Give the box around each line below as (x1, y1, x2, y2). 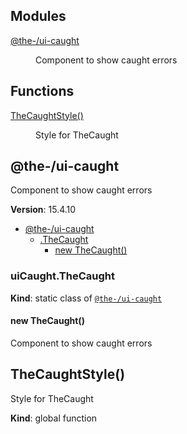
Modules (10, 8, 67, 25)
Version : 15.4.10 (10, 204, 77, 216)
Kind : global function (10, 412, 98, 424)
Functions (10, 83, 75, 100)
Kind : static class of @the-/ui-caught (10, 292, 163, 304)
